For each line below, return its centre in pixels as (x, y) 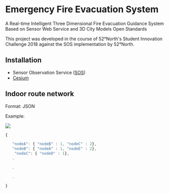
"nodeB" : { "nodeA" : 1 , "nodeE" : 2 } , (54, 149)
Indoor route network (40, 94)
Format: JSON (20, 106)
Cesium (21, 78)
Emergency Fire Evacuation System (82, 9)
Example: (15, 116)
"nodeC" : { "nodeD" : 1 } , (42, 154)
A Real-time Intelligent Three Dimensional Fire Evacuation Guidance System (85, 23)
